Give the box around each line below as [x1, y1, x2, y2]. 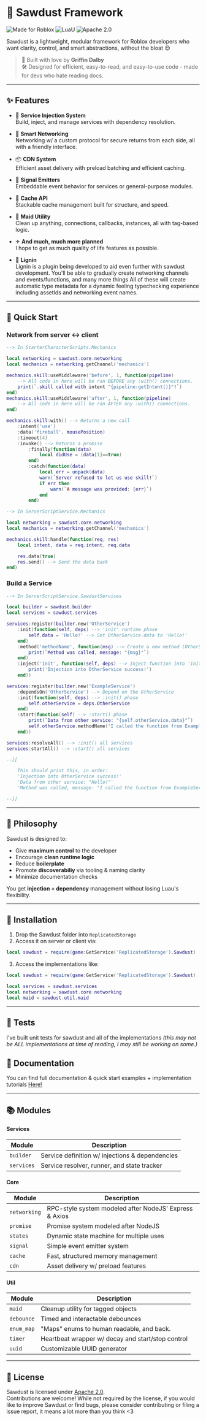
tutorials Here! [6, 1081, 42, 1088]
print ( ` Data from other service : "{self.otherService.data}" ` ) [28, 718, 193, 724]
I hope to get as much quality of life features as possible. [15, 244, 159, 251]
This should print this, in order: [17, 768, 109, 774]
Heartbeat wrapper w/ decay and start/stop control [40, 1335, 188, 1343]
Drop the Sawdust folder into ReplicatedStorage [15, 931, 137, 938]
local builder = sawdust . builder [6, 604, 92, 610]
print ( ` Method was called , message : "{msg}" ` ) [28, 649, 150, 656]
